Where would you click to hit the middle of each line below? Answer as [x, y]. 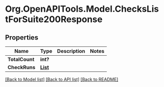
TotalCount [21, 59]
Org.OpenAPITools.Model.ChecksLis [82, 9]
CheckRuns [21, 67]
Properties [22, 37]
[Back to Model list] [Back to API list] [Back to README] [62, 79]
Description [71, 51]
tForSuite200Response [54, 19]
